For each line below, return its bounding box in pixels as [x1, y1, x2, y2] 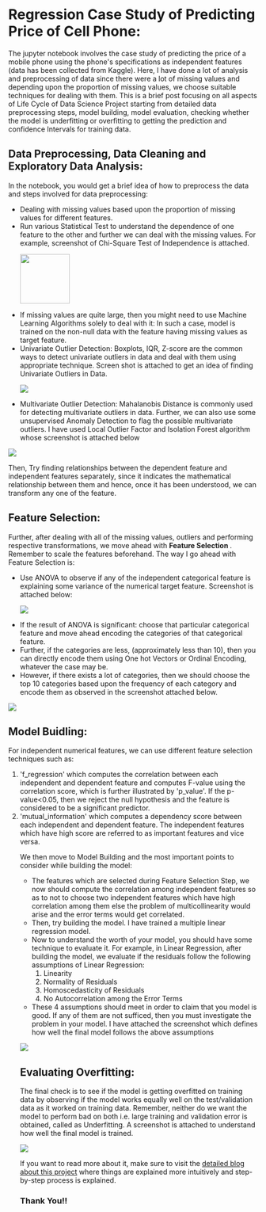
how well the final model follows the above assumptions [31, 1027, 215, 1037]
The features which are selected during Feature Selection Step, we [31, 876, 249, 886]
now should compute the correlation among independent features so [31, 885, 256, 894]
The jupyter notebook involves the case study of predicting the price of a [8, 48, 247, 58]
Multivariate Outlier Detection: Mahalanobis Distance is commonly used [19, 398, 253, 409]
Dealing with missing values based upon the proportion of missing [19, 204, 236, 214]
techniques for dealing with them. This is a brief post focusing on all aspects [8, 90, 257, 100]
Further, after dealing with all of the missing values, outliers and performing [8, 532, 253, 542]
